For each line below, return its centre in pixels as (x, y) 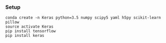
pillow (12, 22)
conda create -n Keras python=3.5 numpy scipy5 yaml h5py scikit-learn (83, 18)
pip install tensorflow (31, 31)
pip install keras (25, 36)
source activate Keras (29, 27)
